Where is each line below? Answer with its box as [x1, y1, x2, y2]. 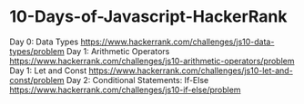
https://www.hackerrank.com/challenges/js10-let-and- [88, 65, 293, 76]
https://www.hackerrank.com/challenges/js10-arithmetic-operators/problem [9, 55, 295, 66]
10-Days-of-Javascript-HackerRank [9, 6, 288, 27]
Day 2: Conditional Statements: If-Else [66, 74, 209, 85]
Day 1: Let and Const [9, 65, 87, 76]
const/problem [9, 74, 66, 85]
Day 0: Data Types [9, 36, 79, 47]
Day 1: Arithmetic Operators [66, 45, 170, 56]
